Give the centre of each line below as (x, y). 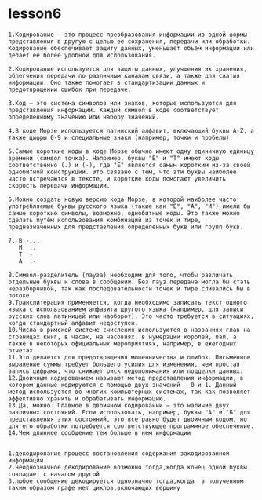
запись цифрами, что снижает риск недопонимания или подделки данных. (126, 371)
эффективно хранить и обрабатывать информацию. (87, 398)
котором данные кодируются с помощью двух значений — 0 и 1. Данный (122, 385)
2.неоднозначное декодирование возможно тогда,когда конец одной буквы (127, 467)
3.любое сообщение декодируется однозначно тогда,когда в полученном (126, 481)
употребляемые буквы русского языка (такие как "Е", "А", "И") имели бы (129, 206)
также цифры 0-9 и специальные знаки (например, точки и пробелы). (121, 137)
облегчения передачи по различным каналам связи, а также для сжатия (124, 75)
